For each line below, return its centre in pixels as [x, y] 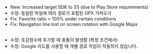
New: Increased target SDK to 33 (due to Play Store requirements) [79, 7]
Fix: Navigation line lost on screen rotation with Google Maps [74, 24]
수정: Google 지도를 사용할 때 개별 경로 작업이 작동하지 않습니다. [74, 46]
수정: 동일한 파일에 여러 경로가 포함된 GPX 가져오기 [61, 13]
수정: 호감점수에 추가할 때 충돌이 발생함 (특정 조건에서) [64, 40]
